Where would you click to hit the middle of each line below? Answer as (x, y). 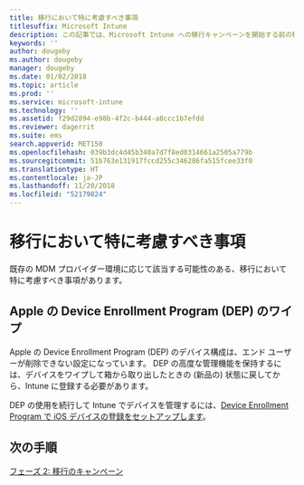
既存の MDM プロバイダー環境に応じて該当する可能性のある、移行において (148, 269)
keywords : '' (34, 43)
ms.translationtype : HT (54, 169)
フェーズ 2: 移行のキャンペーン (66, 471)
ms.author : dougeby (46, 60)
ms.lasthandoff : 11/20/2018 (62, 186)
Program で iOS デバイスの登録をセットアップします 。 (110, 416)
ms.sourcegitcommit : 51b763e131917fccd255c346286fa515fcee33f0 (131, 161)
